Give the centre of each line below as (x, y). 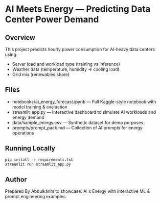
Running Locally (30, 148)
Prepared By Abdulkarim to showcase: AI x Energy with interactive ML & (78, 191)
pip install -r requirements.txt (39, 160)
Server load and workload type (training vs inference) (66, 64)
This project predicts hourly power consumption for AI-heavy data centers (80, 49)
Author (16, 179)
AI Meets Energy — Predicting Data (78, 9)
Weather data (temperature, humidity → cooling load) (66, 69)
